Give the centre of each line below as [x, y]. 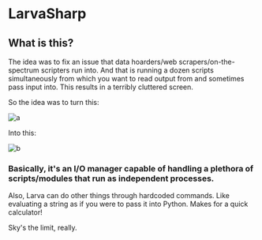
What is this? [41, 43]
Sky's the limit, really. [43, 228]
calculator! [26, 212]
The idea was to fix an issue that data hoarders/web [93, 62]
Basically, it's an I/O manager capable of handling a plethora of [131, 168]
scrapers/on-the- [207, 62]
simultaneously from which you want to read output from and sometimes [126, 79]
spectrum [24, 70]
